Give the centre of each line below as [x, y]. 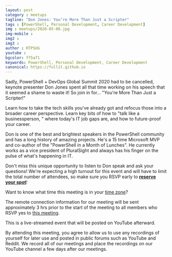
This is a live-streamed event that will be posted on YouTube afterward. [80, 223]
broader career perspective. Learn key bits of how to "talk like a [72, 114]
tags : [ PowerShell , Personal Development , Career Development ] [75, 24]
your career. [18, 124]
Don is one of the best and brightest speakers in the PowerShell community [85, 134]
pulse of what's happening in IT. [39, 156]
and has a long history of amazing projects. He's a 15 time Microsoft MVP [83, 140]
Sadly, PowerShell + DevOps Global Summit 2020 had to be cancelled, [80, 82]
